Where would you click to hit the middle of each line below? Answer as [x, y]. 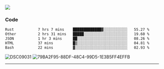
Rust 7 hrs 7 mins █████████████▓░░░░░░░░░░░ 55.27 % [77, 30]
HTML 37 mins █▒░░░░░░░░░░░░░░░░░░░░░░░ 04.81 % [77, 43]
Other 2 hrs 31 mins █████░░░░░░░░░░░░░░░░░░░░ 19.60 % [77, 34]
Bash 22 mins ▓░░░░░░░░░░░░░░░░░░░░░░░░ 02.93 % [77, 48]
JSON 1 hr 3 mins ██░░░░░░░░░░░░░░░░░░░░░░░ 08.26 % [77, 39]
